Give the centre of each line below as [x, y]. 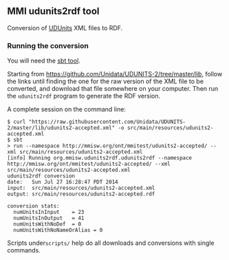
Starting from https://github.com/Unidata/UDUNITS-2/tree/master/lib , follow [115, 74]
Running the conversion [48, 45]
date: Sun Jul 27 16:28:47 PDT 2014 [63, 182]
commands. [24, 250]
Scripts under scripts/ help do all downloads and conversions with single [111, 243]
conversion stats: [33, 206]
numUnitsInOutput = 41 [49, 218]
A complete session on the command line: [66, 109]
